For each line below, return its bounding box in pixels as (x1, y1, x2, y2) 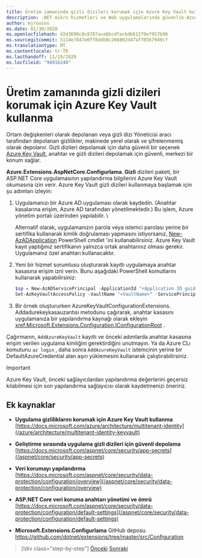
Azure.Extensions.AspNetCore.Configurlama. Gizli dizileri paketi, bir (6, 168, 180, 176)
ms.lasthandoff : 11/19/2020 (6, 54, 77, 60)
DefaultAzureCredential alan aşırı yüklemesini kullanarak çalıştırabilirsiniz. (6, 353, 188, 360)
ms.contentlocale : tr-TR (6, 48, 69, 54)
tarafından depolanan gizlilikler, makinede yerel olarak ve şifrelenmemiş (6, 137, 183, 145)
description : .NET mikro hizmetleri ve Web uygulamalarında (6, 14, 161, 21)
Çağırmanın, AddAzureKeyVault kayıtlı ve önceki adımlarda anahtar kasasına (6, 333, 191, 341)
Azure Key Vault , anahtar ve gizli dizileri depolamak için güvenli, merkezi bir (6, 150, 194, 158)
